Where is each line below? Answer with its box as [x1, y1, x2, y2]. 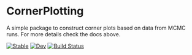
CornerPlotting [6, 4, 84, 18]
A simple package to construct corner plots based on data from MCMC [6, 24, 186, 31]
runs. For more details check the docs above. [6, 30, 121, 37]
